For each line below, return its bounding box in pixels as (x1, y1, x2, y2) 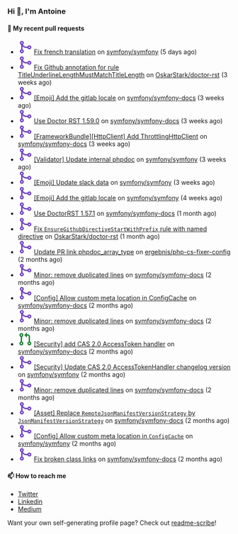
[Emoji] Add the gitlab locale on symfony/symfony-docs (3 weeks (33, 93, 225, 102)
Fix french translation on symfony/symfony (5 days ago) (33, 47, 197, 56)
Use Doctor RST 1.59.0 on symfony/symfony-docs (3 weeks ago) (33, 117, 223, 125)
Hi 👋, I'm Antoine (7, 6, 66, 16)
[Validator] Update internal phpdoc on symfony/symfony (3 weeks (33, 155, 227, 164)
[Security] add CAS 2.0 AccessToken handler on (33, 340, 175, 348)
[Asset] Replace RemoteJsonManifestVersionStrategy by (33, 409, 196, 417)
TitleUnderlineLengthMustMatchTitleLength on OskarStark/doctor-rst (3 (17, 71, 228, 79)
